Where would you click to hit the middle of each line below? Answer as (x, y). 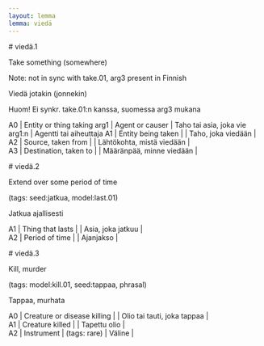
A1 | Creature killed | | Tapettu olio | (67, 324)
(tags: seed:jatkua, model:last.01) (63, 197)
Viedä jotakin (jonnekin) (48, 93)
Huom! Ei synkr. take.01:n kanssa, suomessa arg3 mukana (105, 109)
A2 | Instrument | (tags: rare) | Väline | (71, 333)
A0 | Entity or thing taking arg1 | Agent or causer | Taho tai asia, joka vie (127, 124)
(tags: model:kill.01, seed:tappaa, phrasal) (78, 285)
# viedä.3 (24, 253)
